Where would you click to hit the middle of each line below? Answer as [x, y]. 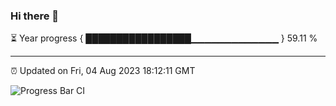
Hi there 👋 [35, 16]
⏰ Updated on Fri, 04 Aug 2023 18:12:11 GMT [103, 71]
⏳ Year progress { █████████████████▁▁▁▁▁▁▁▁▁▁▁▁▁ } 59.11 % [164, 38]
